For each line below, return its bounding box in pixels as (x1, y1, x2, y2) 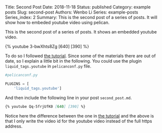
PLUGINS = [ (5, 81, 29, 86)
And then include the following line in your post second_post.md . (5, 95, 132, 100)
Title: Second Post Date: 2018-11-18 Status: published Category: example (5, 4, 151, 10)
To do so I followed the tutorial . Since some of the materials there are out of (5, 53, 156, 59)
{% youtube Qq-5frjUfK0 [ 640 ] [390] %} (5, 104, 86, 109)
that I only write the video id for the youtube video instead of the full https (5, 118, 152, 124)
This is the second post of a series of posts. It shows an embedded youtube (5, 29, 157, 34)
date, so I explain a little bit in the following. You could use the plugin (5, 58, 142, 64)
